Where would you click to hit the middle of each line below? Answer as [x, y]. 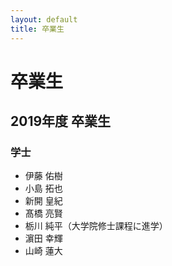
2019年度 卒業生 [61, 121]
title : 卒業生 [37, 29]
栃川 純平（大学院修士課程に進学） [96, 226]
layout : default [44, 19]
